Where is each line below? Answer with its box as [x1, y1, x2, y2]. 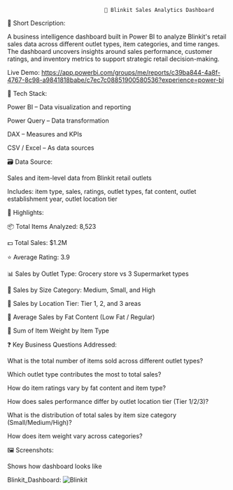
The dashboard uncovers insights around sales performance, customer [7, 48, 213, 55]
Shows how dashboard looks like [7, 462, 103, 470]
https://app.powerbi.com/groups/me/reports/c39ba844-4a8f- [41, 69, 220, 76]
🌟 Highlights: [7, 209, 44, 216]
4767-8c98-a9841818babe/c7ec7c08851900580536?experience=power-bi [7, 76, 225, 84]
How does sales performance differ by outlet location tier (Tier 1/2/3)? [7, 398, 209, 405]
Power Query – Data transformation [7, 116, 110, 125]
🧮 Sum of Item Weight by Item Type [7, 326, 110, 335]
